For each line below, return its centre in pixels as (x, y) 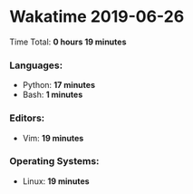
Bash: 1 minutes (53, 95)
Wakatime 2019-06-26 (97, 17)
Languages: (36, 65)
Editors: (27, 118)
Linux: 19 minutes (56, 181)
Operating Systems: (54, 161)
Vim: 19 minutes (53, 138)
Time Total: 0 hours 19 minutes (68, 42)
